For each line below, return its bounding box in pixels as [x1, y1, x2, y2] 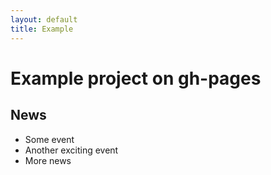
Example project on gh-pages [10, 67, 262, 90]
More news [24, 154, 72, 166]
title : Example [10, 24, 74, 34]
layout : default [10, 14, 78, 25]
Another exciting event [24, 144, 119, 156]
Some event [24, 133, 75, 145]
